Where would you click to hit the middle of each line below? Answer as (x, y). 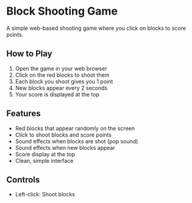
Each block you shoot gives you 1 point (64, 81)
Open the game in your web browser (61, 68)
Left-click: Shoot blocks (45, 194)
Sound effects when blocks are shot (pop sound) (76, 141)
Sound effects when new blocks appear (65, 148)
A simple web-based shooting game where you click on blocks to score (96, 28)
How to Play (30, 54)
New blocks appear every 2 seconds (61, 88)
